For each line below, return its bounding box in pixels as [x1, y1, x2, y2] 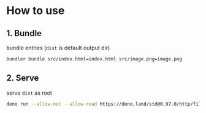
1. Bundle [6, 28, 42, 38]
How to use [6, 4, 65, 18]
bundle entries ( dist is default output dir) [6, 44, 110, 51]
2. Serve [6, 73, 39, 83]
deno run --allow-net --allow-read [6, 101, 97, 107]
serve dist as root [6, 89, 52, 97]
